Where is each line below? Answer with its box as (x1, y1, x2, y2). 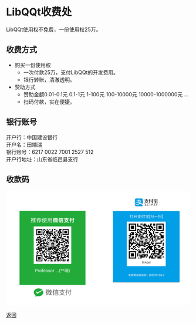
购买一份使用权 (14, 61, 51, 68)
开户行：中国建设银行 (6, 133, 58, 141)
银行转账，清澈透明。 (23, 76, 75, 83)
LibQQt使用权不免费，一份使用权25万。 (6, 26, 102, 33)
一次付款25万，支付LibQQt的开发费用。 (23, 69, 119, 76)
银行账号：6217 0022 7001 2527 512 (6, 148, 94, 156)
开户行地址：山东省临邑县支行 (6, 156, 78, 163)
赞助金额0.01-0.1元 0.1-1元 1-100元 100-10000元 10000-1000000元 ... (23, 90, 189, 97)
